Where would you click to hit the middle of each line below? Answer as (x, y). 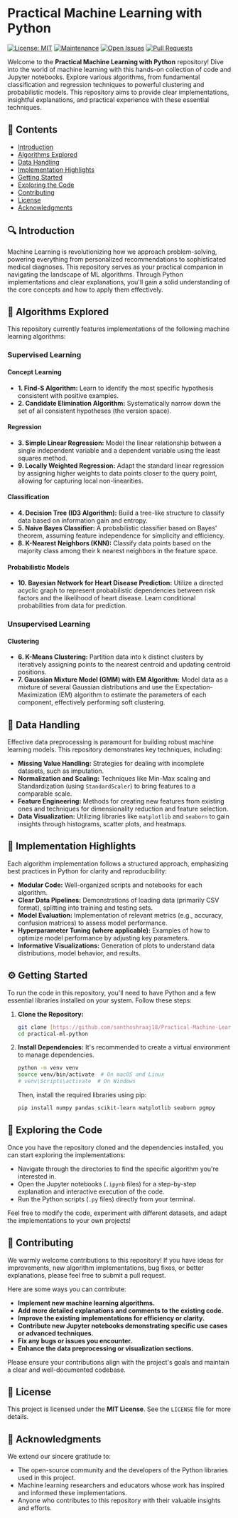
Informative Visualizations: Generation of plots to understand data (116, 945)
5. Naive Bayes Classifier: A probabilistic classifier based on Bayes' (117, 528)
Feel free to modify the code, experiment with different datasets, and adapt (117, 1213)
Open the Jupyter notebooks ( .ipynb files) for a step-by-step (107, 1184)
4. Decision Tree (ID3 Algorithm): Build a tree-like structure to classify (121, 513)
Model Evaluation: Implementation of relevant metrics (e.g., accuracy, (120, 915)
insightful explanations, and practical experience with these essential (108, 99)
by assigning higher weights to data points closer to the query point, (118, 473)
